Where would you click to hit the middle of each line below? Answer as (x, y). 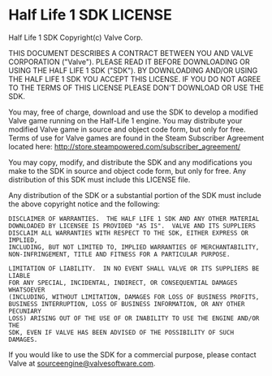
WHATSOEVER (27, 290)
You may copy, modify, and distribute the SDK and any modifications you (130, 162)
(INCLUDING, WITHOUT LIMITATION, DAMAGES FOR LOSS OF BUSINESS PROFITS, (134, 297)
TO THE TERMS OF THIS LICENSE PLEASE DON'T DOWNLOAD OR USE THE (136, 88)
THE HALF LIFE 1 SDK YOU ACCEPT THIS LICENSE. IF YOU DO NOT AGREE (135, 79)
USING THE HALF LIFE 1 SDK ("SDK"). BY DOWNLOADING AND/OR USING (133, 70)
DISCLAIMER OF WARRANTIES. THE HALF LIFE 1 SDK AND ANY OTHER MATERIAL (134, 218)
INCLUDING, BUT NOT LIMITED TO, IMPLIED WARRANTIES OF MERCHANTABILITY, (134, 247)
